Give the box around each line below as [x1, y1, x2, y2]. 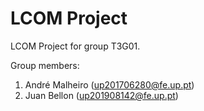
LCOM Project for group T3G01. [10, 40, 141, 52]
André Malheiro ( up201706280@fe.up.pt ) [24, 78, 195, 91]
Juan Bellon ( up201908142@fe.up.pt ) [24, 89, 179, 101]
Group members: [10, 59, 80, 71]
